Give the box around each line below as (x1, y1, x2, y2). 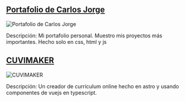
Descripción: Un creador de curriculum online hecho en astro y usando (6, 82, 179, 90)
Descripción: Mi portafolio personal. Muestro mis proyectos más (6, 32, 163, 39)
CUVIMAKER (6, 56, 54, 66)
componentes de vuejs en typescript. (6, 89, 98, 96)
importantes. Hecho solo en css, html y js (6, 38, 107, 45)
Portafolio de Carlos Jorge (6, 5, 105, 15)
